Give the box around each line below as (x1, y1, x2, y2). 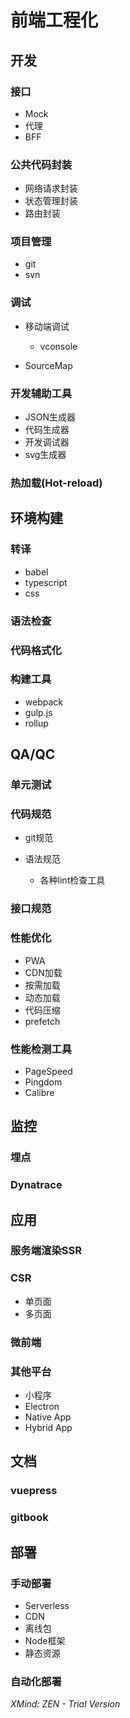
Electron (24, 1401, 60, 1412)
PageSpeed (24, 1065, 73, 1077)
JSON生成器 (24, 411, 77, 423)
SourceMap (24, 359, 73, 371)
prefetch (24, 1015, 61, 1027)
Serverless (24, 1599, 70, 1611)
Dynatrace (10, 1178, 63, 1192)
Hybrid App (24, 1422, 73, 1433)
